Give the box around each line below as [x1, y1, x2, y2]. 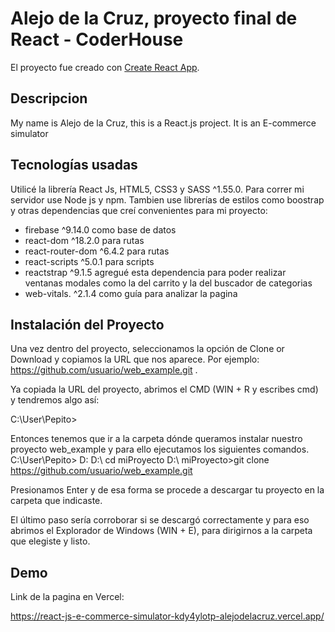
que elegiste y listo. [10, 535, 91, 547]
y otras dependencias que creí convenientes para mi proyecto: [10, 204, 268, 216]
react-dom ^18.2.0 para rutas [24, 234, 145, 246]
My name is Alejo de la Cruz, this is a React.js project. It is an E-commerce [10, 117, 317, 129]
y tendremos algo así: [10, 394, 100, 406]
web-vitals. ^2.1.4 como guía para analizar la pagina [24, 287, 238, 299]
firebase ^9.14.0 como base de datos [24, 223, 177, 236]
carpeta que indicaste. [10, 495, 103, 507]
